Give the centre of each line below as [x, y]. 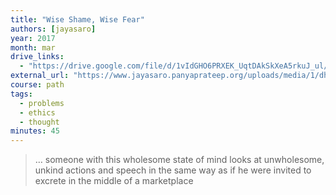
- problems [42, 103]
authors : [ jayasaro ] [53, 29]
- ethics [37, 112]
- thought [39, 122]
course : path [37, 85]
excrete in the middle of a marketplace [114, 181]
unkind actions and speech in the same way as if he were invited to [173, 170]
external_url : [40, 76]
